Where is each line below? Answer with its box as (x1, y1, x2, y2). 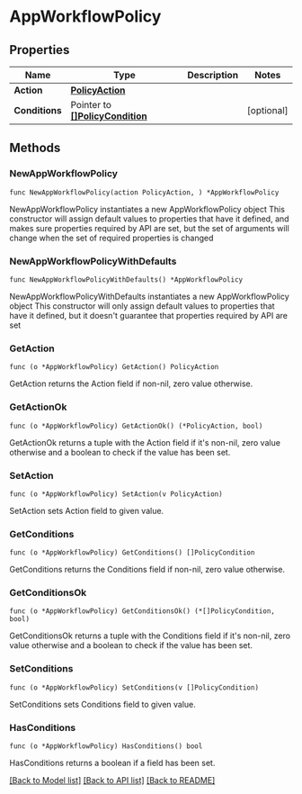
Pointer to (70, 99, 112, 111)
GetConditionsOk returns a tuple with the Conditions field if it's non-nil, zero (9, 630, 290, 641)
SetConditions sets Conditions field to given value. (9, 699, 196, 709)
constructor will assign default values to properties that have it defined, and (9, 213, 289, 224)
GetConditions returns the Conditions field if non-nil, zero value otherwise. (9, 564, 286, 575)
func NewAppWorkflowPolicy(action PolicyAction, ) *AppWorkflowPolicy (9, 187, 280, 197)
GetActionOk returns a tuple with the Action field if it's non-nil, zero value (9, 437, 281, 447)
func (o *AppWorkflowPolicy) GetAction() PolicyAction (9, 363, 219, 372)
